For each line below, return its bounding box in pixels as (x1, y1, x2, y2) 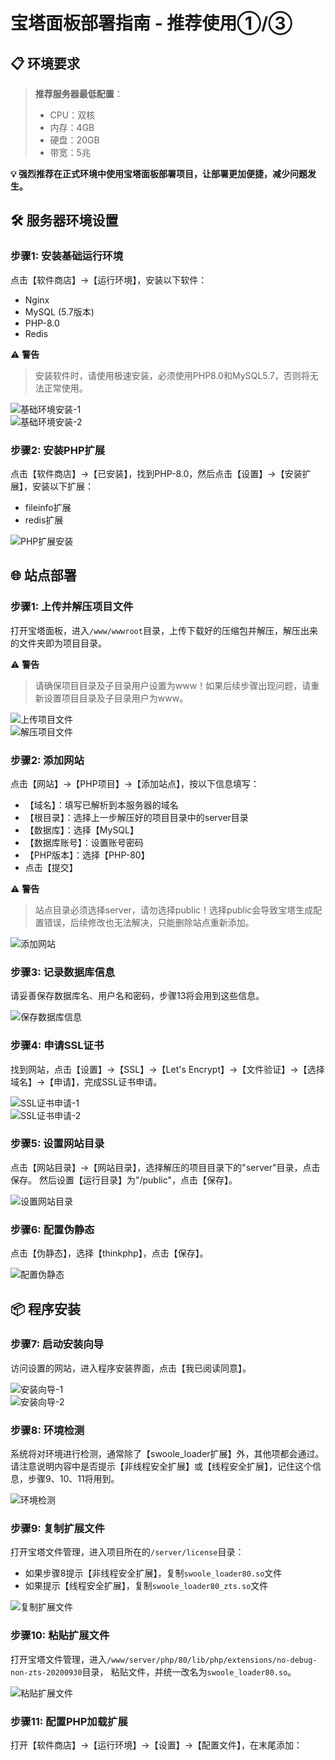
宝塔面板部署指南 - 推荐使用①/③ (10, 12, 293, 35)
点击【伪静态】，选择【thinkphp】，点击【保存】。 (10, 1247, 209, 1259)
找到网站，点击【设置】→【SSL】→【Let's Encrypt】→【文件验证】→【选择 (10, 1063, 325, 1075)
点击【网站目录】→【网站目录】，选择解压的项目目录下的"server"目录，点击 (10, 1161, 321, 1173)
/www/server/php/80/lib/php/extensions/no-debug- (106, 1655, 318, 1665)
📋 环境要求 (10, 55, 81, 72)
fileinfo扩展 (24, 501, 72, 513)
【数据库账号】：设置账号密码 (24, 836, 144, 848)
